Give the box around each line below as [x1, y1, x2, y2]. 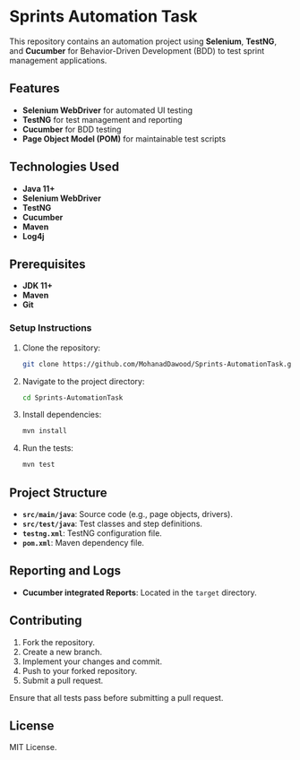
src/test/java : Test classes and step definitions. [21, 518, 203, 529]
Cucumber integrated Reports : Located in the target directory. [21, 587, 257, 598]
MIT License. [9, 742, 57, 753]
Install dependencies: [21, 410, 102, 420]
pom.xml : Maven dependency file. [21, 537, 145, 548]
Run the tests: [21, 443, 74, 453]
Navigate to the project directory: [21, 376, 145, 386]
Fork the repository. [21, 636, 96, 647]
